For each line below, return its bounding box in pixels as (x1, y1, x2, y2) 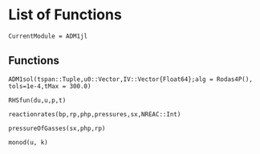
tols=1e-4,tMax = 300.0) (8, 82, 91, 90)
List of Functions (8, 6, 122, 24)
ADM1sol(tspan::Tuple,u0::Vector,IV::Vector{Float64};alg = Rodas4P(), (8, 75, 253, 83)
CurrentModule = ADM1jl (8, 32, 88, 40)
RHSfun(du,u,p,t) (8, 96, 67, 104)
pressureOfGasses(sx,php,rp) (8, 124, 106, 132)
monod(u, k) (8, 138, 48, 146)
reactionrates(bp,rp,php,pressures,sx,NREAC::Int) (8, 110, 181, 118)
